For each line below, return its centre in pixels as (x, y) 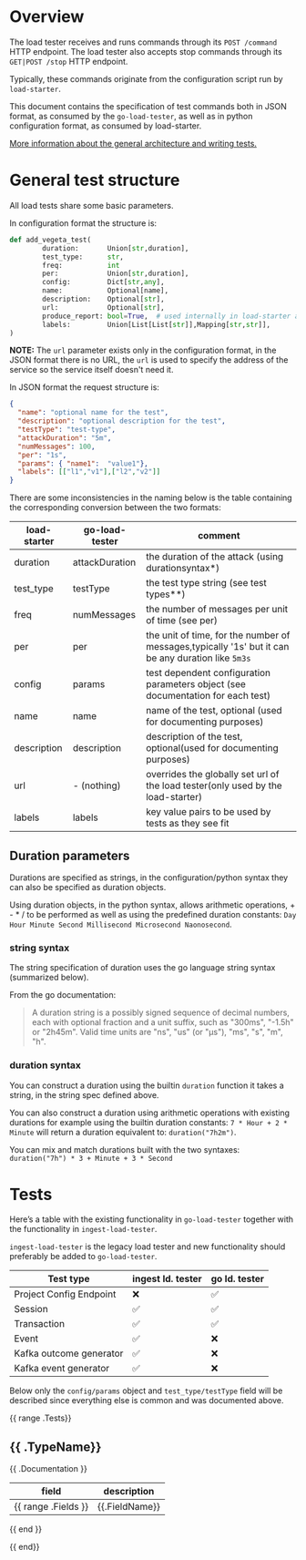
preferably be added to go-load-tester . (83, 1257)
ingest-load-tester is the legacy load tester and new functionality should (148, 1247)
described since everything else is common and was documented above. (147, 1401)
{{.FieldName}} (129, 1507)
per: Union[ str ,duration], (116, 274)
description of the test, (194, 737)
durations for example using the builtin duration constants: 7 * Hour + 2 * (149, 1122)
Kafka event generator (62, 1369)
